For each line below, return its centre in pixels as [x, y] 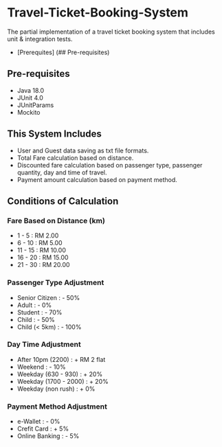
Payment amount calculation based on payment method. [97, 179]
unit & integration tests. [40, 38]
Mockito [29, 112]
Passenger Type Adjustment [56, 283]
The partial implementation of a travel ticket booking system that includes [111, 32]
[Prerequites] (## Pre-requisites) [63, 52]
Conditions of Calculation [63, 201]
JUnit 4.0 [30, 98]
